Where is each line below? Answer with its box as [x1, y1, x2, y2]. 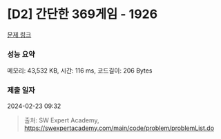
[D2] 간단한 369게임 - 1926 [7, 6, 157, 22]
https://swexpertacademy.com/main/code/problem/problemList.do [23, 124, 215, 132]
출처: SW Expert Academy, [23, 115, 99, 124]
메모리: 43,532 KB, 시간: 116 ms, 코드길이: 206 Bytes [7, 66, 153, 75]
